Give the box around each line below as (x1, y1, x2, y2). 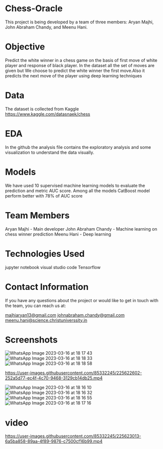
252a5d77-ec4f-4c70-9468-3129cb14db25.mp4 (5, 375, 103, 381)
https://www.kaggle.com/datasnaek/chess (5, 111, 91, 117)
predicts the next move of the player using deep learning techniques (5, 72, 142, 78)
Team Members (5, 210, 70, 221)
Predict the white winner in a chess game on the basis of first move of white (5, 57, 158, 63)
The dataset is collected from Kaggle (5, 106, 79, 112)
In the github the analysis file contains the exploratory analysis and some (5, 144, 151, 150)
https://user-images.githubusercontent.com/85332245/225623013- (5, 433, 141, 439)
